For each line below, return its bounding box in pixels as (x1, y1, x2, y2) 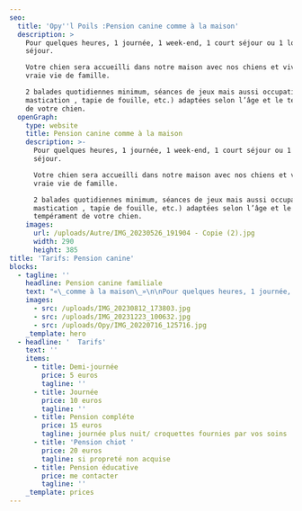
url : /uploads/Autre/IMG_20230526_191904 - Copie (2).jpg (32, 229, 255, 238)
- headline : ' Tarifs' (17, 337, 106, 346)
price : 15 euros (41, 421, 102, 430)
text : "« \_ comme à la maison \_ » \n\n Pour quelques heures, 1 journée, (25, 287, 292, 297)
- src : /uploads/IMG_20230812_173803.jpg (32, 304, 191, 313)
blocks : (9, 262, 39, 271)
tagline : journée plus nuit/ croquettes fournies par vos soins (41, 429, 288, 439)
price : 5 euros (41, 371, 99, 380)
